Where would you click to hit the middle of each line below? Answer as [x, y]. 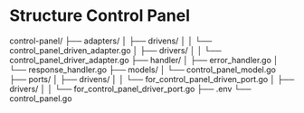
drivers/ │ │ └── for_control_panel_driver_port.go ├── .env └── [130, 89]
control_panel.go [41, 98]
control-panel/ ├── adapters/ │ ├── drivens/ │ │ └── [111, 41]
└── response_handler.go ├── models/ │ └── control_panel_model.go [143, 70]
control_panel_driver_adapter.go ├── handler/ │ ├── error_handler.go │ [144, 60]
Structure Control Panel [100, 16]
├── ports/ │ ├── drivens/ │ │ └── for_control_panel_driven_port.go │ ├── [152, 79]
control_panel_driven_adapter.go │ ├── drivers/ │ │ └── [115, 50]
